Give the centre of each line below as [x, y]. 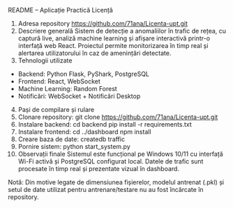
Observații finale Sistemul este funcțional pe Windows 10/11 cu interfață [120, 154]
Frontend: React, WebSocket [59, 81]
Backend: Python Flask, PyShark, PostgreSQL [83, 74]
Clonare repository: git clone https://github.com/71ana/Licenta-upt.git [118, 117]
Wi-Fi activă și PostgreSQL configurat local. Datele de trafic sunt [111, 161]
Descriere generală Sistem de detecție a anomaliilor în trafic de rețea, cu [122, 31]
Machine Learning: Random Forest [67, 89]
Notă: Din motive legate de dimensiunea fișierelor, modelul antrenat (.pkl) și [116, 182]
